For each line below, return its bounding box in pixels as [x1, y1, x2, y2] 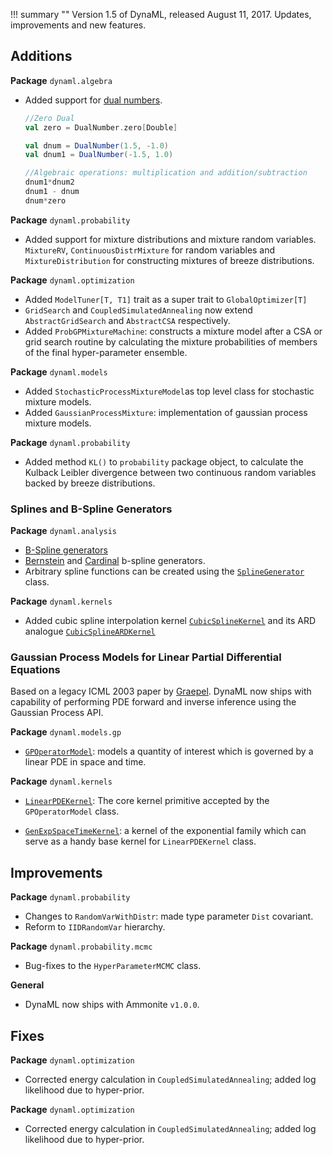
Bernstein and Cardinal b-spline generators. [24, 555, 206, 567]
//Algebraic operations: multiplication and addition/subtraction [24, 168, 308, 178]
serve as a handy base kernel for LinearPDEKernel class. [24, 835, 257, 848]
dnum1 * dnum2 [24, 177, 75, 188]
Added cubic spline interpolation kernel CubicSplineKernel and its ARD [24, 615, 317, 627]
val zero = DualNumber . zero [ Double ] [24, 122, 178, 133]
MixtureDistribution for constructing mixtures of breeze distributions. [24, 254, 315, 266]
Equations [10, 663, 61, 677]
